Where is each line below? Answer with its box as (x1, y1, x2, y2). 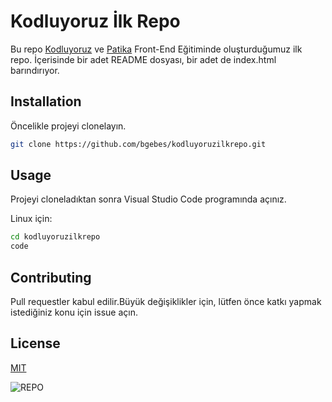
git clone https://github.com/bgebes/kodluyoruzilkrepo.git (10, 139, 267, 149)
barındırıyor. (10, 64, 60, 76)
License (10, 335, 61, 352)
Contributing (10, 269, 92, 286)
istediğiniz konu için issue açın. (10, 306, 138, 318)
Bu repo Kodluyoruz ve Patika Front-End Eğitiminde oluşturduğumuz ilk (10, 43, 303, 55)
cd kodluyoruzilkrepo (10, 232, 101, 242)
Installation (10, 93, 82, 110)
